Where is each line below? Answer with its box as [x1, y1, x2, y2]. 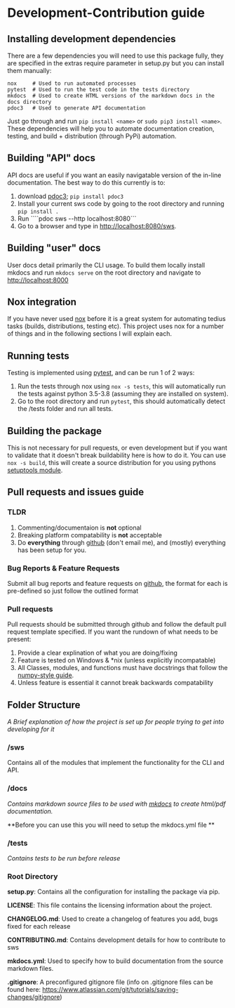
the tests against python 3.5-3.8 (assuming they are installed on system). [17, 390, 229, 398]
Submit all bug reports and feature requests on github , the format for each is [7, 580, 228, 588]
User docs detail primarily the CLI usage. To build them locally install [7, 261, 206, 269]
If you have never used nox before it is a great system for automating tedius [7, 315, 226, 323]
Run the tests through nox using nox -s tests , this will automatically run [17, 382, 226, 391]
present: [7, 635, 32, 643]
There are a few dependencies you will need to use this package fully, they [7, 51, 224, 60]
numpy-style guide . [17, 671, 74, 679]
